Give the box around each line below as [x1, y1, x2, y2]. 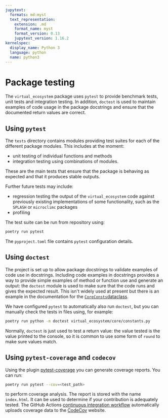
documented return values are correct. [5, 110, 86, 116]
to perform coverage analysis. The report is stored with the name [5, 391, 141, 397]
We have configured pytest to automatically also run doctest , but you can [5, 303, 159, 309]
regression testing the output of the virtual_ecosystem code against [12, 194, 155, 200]
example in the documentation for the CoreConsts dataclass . [5, 293, 129, 300]
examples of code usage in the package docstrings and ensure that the [5, 104, 154, 110]
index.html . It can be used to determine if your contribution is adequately [5, 397, 158, 403]
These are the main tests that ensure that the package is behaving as [5, 168, 149, 174]
